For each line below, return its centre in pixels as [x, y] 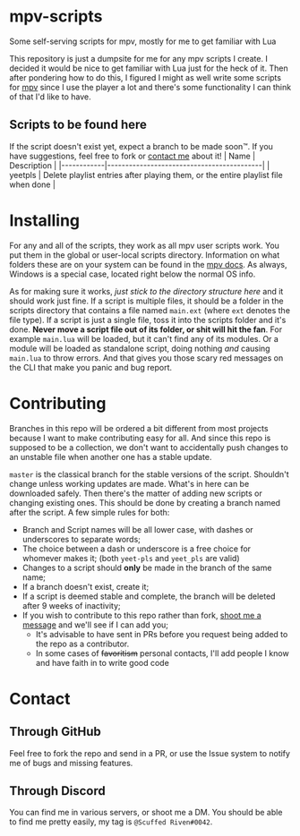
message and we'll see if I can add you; [95, 625]
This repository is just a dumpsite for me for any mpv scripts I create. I [139, 58]
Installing [45, 220]
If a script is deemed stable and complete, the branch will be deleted [149, 596]
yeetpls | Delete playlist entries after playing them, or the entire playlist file [146, 175]
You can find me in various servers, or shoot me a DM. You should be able [146, 813]
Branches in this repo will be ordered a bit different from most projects [139, 428]
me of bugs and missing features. [71, 763]
